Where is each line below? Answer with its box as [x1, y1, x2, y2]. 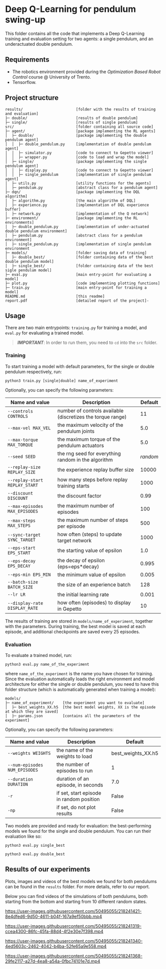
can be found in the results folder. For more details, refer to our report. [5, 884, 150, 889]
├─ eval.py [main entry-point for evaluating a [5, 272, 152, 277]
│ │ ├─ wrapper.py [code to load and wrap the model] [5, 155, 149, 160]
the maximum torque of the [57, 436, 121, 443]
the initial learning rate [57, 591, 109, 598]
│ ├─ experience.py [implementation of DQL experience [5, 202, 149, 207]
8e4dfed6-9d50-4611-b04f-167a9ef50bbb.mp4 [5, 913, 102, 919]
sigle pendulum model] [5, 267, 52, 273]
